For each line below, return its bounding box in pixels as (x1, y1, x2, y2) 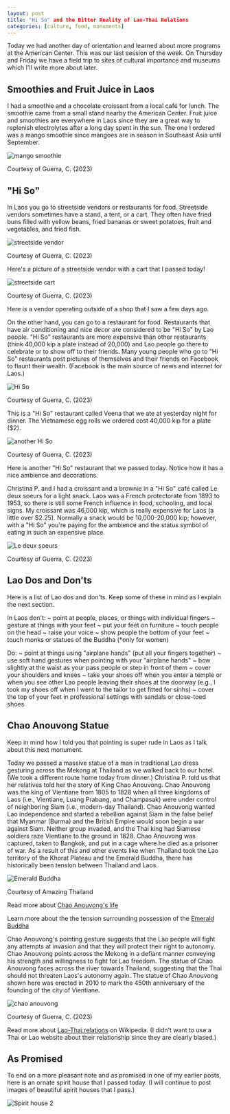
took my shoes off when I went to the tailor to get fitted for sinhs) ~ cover (7, 685, 214, 693)
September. (7, 138, 40, 146)
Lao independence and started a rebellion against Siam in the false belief (7, 810, 214, 818)
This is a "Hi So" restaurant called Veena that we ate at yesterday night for (7, 410, 218, 417)
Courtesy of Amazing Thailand (7, 887, 94, 895)
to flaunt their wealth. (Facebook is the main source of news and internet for (7, 362, 222, 370)
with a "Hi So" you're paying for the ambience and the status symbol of (7, 521, 209, 529)
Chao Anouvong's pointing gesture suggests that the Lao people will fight (7, 935, 216, 943)
